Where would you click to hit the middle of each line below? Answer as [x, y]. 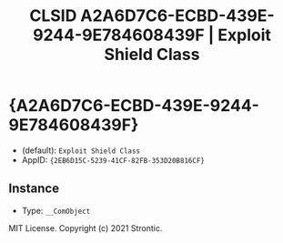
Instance [34, 189]
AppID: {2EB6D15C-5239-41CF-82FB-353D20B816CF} [113, 159]
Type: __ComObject [56, 210]
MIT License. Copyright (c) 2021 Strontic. [86, 228]
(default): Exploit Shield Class [81, 150]
